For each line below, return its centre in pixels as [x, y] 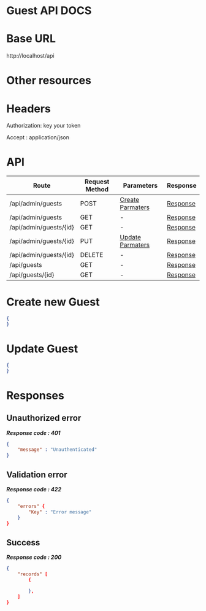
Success [23, 543]
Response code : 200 [34, 557]
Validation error [37, 475]
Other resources [49, 81]
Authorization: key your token [44, 126]
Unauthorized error [44, 418]
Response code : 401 [33, 432]
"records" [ [32, 574]
